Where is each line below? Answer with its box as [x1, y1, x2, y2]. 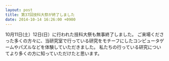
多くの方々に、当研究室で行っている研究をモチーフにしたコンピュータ [14, 38, 160, 44]
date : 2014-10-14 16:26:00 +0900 [5, 17, 76, 22]
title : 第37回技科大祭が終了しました [5, 12, 75, 17]
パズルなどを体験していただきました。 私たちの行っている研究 [18, 44, 148, 50]
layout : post [5, 7, 33, 13]
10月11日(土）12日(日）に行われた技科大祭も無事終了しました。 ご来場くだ [5, 32, 160, 38]
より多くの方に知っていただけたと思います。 [9, 50, 102, 56]
